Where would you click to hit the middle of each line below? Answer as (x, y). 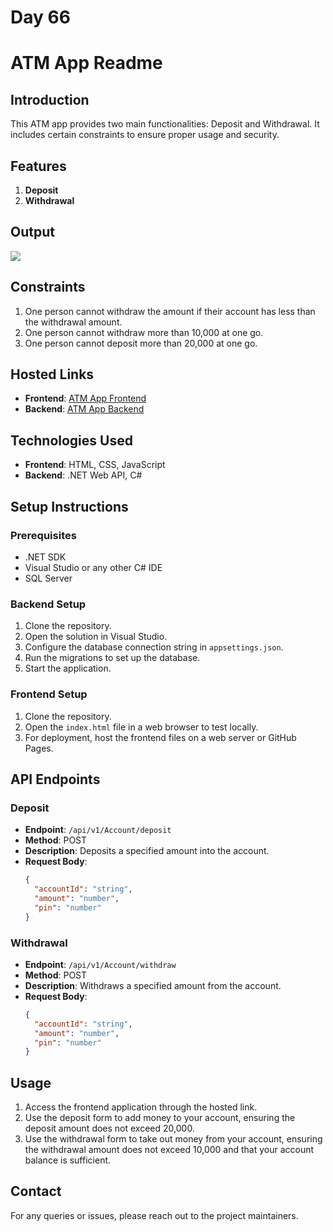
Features (38, 166)
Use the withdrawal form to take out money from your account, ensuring (173, 1139)
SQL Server (48, 578)
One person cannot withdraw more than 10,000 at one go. (144, 332)
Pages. (39, 748)
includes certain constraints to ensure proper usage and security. (145, 135)
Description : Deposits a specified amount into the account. (147, 851)
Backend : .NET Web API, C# (83, 475)
